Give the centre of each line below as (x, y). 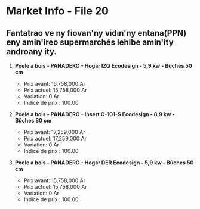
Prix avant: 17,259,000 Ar (54, 132)
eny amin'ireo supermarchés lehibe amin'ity (90, 42)
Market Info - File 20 (58, 11)
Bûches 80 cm (33, 121)
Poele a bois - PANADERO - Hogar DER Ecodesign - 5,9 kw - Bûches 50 (104, 163)
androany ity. (31, 52)
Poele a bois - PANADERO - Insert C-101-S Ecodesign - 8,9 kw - (95, 114)
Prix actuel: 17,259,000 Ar (55, 138)
